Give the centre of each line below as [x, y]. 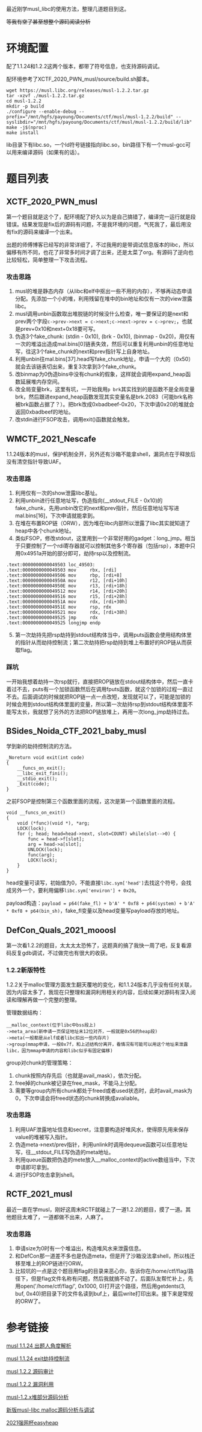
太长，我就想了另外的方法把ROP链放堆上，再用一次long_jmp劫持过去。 [105, 712]
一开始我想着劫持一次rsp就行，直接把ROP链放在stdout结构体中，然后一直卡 [100, 682]
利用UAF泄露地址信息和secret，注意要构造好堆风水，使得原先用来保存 [102, 1129]
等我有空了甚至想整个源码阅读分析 [48, 22]
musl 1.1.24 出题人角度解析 [39, 1346]
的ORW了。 [29, 1301]
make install [23, 133]
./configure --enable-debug [41, 111]
